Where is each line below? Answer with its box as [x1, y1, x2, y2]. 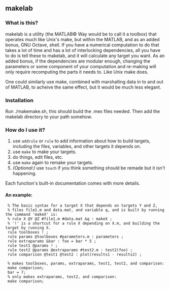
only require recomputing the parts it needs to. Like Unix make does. [5, 69, 149, 75]
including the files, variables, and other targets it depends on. [12, 143, 141, 150]
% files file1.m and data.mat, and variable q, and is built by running [7, 208, 165, 213]
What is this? [5, 19, 38, 26]
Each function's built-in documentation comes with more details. [5, 180, 141, 186]
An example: [5, 192, 33, 198]
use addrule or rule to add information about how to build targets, [12, 138, 151, 144]
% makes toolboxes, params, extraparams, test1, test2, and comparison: [7, 261, 165, 266]
